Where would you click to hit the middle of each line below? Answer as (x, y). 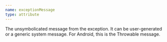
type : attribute (22, 14)
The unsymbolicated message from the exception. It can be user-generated (84, 28)
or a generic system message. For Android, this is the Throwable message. (83, 34)
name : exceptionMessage (30, 10)
